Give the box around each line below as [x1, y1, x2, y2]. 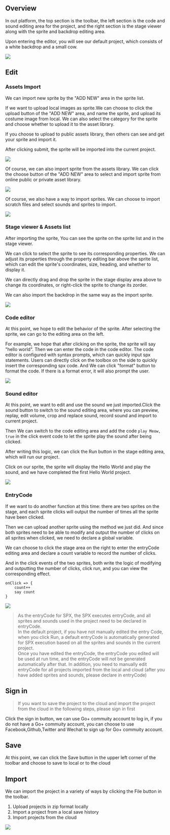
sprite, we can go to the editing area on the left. [5, 331, 105, 337]
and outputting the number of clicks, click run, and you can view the [5, 565, 148, 571]
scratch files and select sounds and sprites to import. [5, 201, 117, 207]
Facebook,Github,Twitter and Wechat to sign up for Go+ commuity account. [5, 726, 163, 733]
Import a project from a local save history [12, 809, 99, 815]
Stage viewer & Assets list [5, 224, 71, 231]
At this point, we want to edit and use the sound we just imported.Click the [5, 402, 161, 408]
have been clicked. [5, 514, 45, 520]
